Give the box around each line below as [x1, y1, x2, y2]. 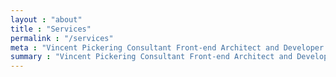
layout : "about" [10, 14, 83, 25]
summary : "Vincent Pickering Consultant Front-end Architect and [10, 52, 293, 62]
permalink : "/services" [10, 33, 114, 43]
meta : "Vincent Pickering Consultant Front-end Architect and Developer [10, 42, 325, 53]
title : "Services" [10, 24, 92, 34]
